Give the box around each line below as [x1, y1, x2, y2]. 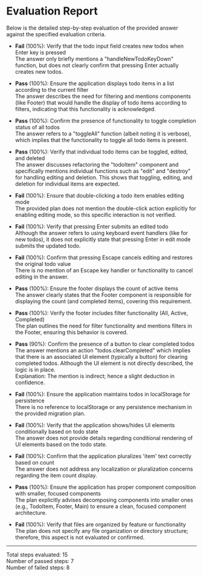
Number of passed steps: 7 [6, 557, 74, 564]
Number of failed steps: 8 [6, 564, 70, 571]
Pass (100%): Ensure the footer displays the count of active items [14, 285, 178, 292]
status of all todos [14, 123, 60, 131]
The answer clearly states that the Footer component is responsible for [14, 291, 192, 298]
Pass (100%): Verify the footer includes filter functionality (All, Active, [14, 309, 188, 317]
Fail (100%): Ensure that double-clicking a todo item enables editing [14, 192, 184, 199]
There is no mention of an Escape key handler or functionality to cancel [14, 266, 193, 274]
